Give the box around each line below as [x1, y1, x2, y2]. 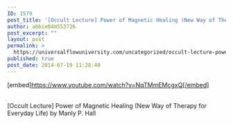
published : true [7, 55, 54, 62]
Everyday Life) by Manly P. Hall [7, 109, 96, 117]
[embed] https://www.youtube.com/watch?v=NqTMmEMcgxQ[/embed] [7, 80, 209, 89]
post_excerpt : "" [7, 29, 58, 37]
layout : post [7, 36, 45, 43]
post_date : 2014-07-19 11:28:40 [7, 62, 101, 69]
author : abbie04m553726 [7, 23, 76, 30]
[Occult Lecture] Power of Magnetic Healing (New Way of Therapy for [7, 101, 207, 109]
